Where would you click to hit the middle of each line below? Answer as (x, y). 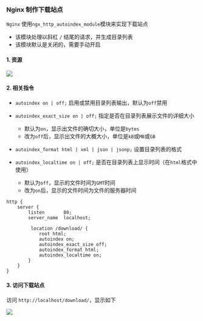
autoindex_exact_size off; (73, 244)
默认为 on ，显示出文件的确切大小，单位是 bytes (82, 129)
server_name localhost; (60, 217)
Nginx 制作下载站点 (35, 9)
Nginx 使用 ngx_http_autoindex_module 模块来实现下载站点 (77, 24)
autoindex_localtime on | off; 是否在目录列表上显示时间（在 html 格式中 (106, 162)
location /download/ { (59, 228)
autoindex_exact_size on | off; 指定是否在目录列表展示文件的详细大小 (105, 115)
